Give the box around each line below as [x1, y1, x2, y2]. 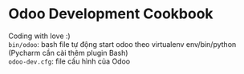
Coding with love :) [8, 31, 71, 41]
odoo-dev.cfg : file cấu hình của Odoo [8, 56, 131, 66]
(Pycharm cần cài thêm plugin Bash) [8, 48, 128, 57]
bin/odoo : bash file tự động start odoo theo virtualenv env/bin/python [8, 39, 237, 49]
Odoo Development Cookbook [8, 5, 214, 23]
